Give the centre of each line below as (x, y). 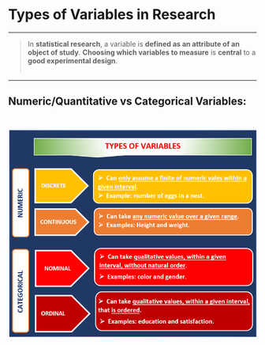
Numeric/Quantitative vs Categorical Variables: (127, 102)
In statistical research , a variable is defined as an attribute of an (134, 44)
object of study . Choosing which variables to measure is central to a (142, 52)
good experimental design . (73, 60)
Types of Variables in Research (112, 15)
